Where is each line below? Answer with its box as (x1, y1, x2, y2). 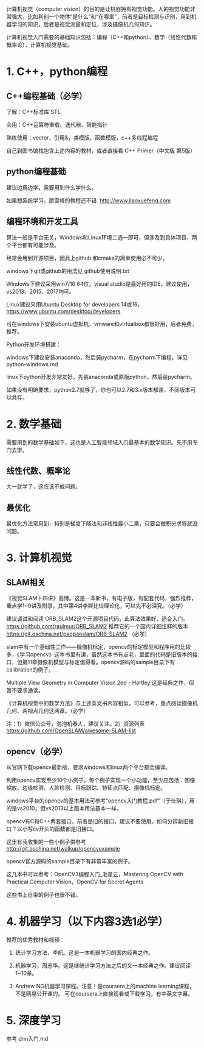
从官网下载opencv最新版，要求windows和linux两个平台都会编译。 (6, 763, 171, 771)
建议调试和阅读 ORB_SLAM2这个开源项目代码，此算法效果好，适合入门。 (6, 615, 188, 623)
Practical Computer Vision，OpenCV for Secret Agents (6, 878, 144, 885)
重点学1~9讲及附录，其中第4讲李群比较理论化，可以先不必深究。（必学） (6, 602, 186, 609)
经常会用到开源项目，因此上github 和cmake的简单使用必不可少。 (6, 254, 168, 261)
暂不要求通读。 (6, 687, 44, 694)
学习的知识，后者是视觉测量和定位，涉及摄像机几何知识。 (11, 21, 155, 27)
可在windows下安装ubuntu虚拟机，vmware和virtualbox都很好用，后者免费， (6, 320, 197, 327)
